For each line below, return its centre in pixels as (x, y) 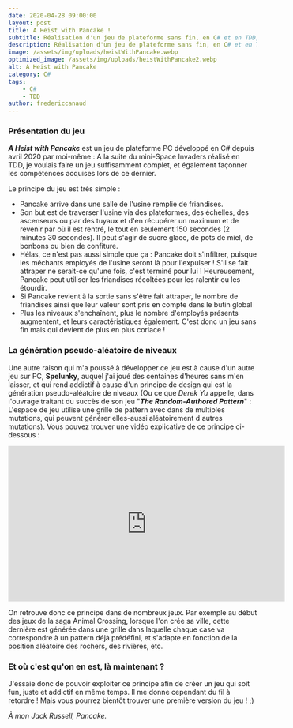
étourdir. (33, 288)
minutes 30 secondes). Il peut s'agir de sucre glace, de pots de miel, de (136, 238)
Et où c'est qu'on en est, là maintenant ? (86, 666)
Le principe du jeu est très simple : (64, 189)
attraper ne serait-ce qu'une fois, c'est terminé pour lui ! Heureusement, (137, 271)
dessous (22, 434)
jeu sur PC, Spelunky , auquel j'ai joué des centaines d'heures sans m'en (126, 376)
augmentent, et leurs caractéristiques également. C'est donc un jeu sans (138, 321)
